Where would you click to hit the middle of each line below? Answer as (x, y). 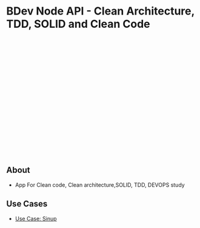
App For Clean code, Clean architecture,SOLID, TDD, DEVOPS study (100, 185)
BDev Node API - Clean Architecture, (101, 11)
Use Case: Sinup (36, 218)
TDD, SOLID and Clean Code (78, 24)
